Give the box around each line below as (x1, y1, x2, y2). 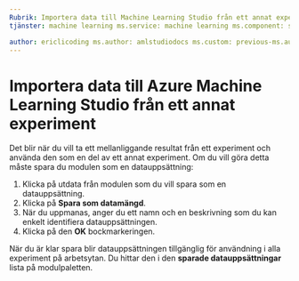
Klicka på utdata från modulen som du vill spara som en (21, 179, 227, 189)
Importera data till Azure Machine (9, 76, 263, 96)
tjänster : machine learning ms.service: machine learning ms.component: (9, 21, 285, 30)
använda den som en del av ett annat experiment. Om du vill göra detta (9, 152, 270, 163)
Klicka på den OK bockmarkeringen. (21, 226, 156, 237)
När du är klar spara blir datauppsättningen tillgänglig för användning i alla (9, 244, 281, 254)
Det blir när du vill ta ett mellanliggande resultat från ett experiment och (9, 143, 271, 154)
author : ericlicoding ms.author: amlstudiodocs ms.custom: (9, 37, 233, 46)
